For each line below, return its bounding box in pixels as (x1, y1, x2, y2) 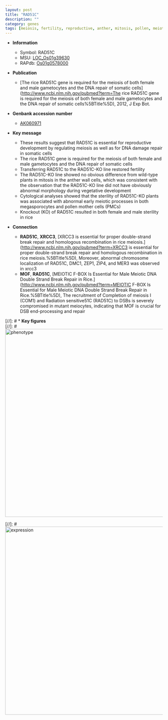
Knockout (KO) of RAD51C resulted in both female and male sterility (19, 209, 159, 215)
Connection (12, 224, 37, 230)
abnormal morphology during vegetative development (19, 188, 131, 194)
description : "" (5, 17, 39, 22)
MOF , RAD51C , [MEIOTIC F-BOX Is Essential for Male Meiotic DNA (19, 271, 157, 277)
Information (12, 40, 38, 46)
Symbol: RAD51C (19, 50, 55, 56)
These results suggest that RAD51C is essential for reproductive (19, 140, 151, 146)
